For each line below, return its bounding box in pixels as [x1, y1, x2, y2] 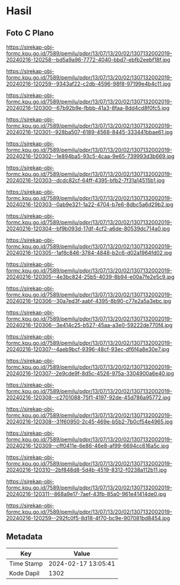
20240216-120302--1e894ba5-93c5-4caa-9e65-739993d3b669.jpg [6, 153, 175, 160]
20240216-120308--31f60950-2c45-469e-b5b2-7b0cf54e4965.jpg [6, 418, 173, 425]
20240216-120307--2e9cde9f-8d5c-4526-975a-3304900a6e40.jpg [6, 370, 174, 377]
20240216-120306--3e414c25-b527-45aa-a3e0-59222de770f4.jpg [6, 322, 173, 328]
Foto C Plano [6, 28, 54, 38]
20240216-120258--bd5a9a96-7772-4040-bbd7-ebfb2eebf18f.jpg [6, 56, 170, 63]
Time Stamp [9, 559, 43, 568]
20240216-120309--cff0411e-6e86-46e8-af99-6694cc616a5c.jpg [6, 442, 169, 449]
